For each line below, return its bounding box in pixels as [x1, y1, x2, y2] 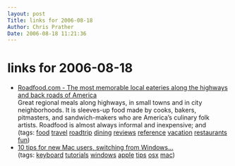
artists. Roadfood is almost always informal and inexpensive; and [17, 121, 207, 129]
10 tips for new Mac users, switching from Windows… [17, 143, 174, 152]
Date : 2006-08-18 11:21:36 [7, 30, 87, 37]
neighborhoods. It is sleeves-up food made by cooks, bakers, [17, 106, 196, 115]
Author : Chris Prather [7, 23, 74, 30]
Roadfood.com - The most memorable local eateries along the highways [17, 84, 228, 92]
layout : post [7, 10, 46, 18]
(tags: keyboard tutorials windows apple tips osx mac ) [17, 151, 175, 159]
